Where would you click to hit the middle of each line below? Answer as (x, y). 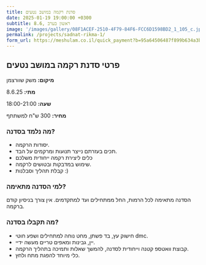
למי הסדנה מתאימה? (36, 187)
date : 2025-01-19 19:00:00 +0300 (49, 18)
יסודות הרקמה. (32, 145)
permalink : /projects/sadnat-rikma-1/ (56, 35)
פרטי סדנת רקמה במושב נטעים (63, 65)
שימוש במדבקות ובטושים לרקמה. (53, 164)
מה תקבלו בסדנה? (32, 222)
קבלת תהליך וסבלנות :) (42, 171)
